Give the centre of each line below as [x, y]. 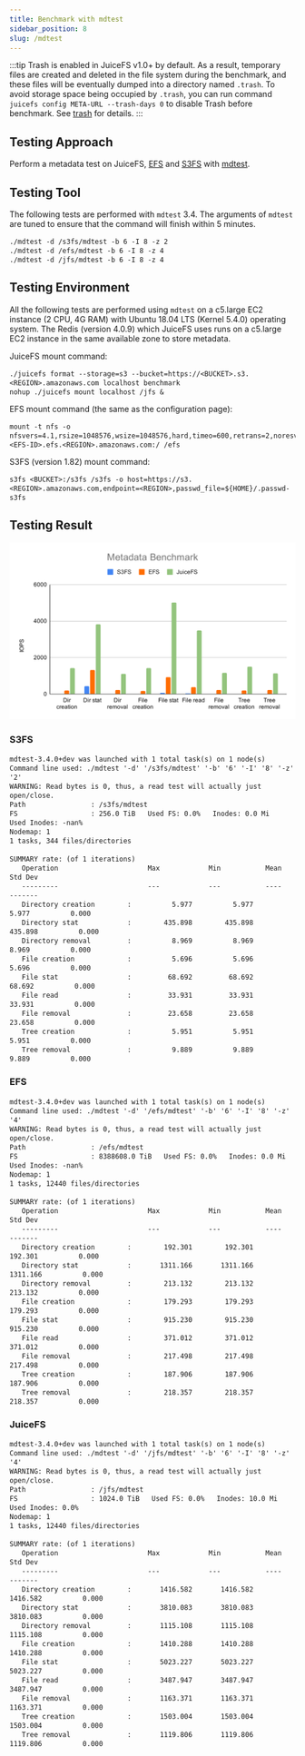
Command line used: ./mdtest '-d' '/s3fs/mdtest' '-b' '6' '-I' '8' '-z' [152, 769]
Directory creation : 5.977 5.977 [138, 905]
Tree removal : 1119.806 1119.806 [138, 1735]
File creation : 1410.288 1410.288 [138, 1644]
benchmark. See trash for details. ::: [76, 113]
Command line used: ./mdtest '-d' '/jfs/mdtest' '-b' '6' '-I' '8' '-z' [150, 1454]
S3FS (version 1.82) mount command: [80, 461]
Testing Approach [61, 142]
